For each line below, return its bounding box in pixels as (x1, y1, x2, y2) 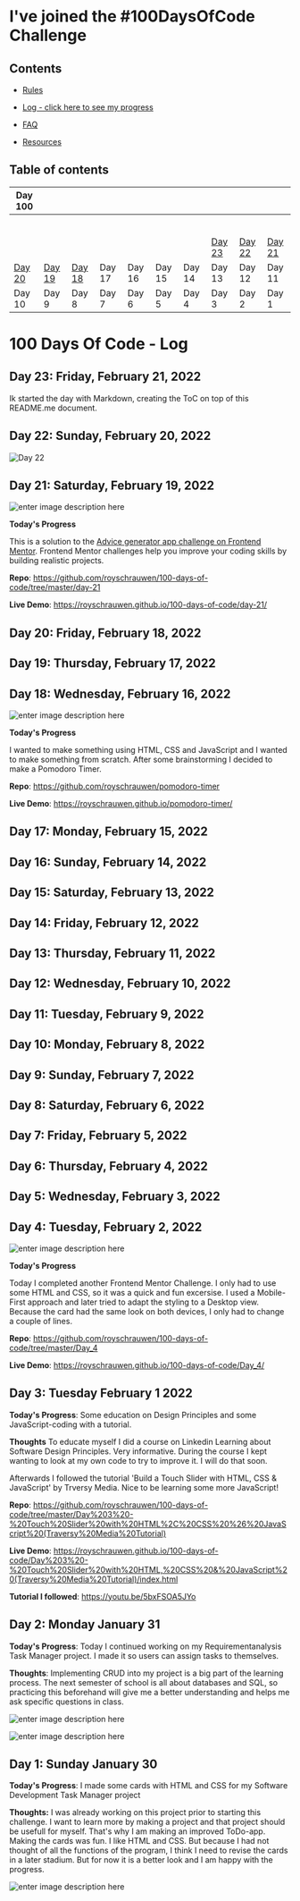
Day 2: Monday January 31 (9, 1617, 161, 1633)
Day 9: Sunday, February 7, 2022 (9, 1067, 195, 1083)
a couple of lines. (9, 1315, 73, 1326)
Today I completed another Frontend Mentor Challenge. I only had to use (9, 1277, 277, 1288)
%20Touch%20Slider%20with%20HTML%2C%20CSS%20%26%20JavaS (9, 1518, 287, 1529)
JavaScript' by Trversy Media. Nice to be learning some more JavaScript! (9, 1482, 279, 1492)
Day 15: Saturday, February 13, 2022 (9, 885, 214, 900)
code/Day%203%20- (9, 1554, 89, 1566)
